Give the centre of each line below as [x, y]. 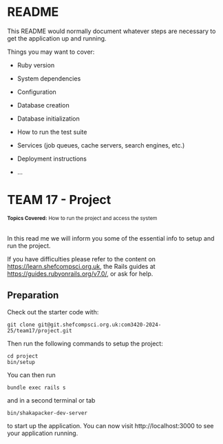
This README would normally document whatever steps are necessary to [111, 31]
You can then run [32, 375]
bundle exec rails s [37, 387]
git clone [21, 325]
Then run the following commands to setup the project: [85, 343]
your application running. [43, 433]
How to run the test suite [52, 132]
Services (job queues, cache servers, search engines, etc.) [101, 145]
